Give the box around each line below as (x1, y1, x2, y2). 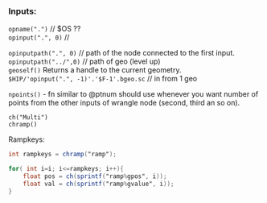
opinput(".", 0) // (8, 32, 70, 42)
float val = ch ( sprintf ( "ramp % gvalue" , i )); (23, 180, 175, 188)
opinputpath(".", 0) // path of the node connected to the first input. (8, 48, 235, 58)
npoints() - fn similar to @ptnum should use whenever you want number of (8, 89, 259, 99)
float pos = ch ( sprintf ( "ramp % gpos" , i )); (23, 172, 167, 180)
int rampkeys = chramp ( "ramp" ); (8, 151, 117, 159)
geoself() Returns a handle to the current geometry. (8, 65, 182, 75)
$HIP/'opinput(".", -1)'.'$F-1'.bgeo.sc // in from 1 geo (8, 74, 198, 84)
